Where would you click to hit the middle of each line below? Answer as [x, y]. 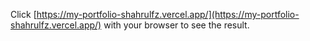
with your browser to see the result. [176, 25]
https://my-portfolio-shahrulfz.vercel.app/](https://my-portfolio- [168, 14]
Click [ [23, 14]
